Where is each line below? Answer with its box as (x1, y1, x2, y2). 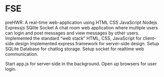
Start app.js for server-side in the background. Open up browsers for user (5, 61, 157, 67)
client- (143, 35, 156, 41)
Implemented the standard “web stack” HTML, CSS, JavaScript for (5, 35, 142, 41)
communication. (5, 51, 38, 57)
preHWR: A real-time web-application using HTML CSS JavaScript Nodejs (5, 19, 158, 25)
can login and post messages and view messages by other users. (5, 30, 140, 36)
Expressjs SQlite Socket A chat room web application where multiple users (5, 24, 158, 30)
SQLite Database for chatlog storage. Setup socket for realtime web (5, 46, 145, 52)
